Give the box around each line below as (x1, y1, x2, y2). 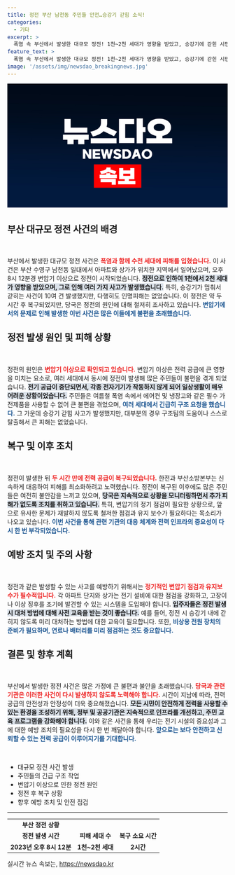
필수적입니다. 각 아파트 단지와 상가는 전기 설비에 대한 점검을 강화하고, (20, 591, 208, 599)
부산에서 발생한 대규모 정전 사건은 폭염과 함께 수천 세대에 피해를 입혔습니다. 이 (7, 256, 219, 266)
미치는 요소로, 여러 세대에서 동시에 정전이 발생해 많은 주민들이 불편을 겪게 (14, 373, 215, 382)
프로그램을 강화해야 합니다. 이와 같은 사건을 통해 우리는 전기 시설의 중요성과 (14, 717, 220, 725)
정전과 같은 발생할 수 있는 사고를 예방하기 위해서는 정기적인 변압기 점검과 (7, 582, 205, 591)
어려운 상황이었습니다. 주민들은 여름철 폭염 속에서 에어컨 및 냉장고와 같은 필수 (7, 391, 218, 399)
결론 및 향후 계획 (7, 648, 73, 660)
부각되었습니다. (28, 526, 71, 535)
